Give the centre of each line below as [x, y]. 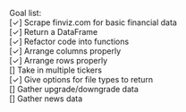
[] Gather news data [46, 99]
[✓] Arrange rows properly [59, 60]
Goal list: [25, 13]
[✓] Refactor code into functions [69, 41]
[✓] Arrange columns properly [65, 51]
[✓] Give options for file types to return [81, 79]
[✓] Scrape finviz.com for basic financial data [93, 22]
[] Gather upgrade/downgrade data [74, 89]
